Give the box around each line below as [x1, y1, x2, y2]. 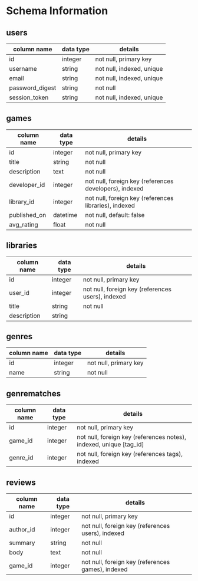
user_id [9, 288, 29, 297]
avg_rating [9, 220, 38, 228]
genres [6, 331, 33, 342]
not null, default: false [85, 211, 145, 219]
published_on [9, 211, 47, 219]
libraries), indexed [85, 201, 136, 209]
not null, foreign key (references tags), [77, 450, 183, 458]
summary [9, 539, 35, 547]
